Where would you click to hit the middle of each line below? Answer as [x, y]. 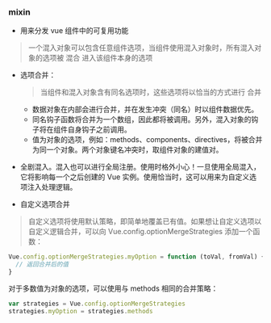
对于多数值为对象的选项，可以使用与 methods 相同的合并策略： [113, 288]
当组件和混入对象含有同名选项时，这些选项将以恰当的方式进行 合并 [151, 92]
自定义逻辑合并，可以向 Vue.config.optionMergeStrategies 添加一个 [140, 232]
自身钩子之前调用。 [99, 130]
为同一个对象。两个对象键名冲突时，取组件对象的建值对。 [127, 150]
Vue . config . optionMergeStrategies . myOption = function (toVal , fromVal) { [137, 257]
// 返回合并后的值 [42, 265]
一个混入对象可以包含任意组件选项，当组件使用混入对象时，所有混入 [141, 48]
